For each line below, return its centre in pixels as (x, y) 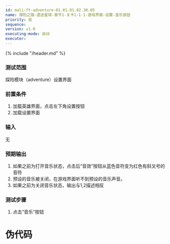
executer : (16, 39)
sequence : (16, 24)
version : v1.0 (20, 29)
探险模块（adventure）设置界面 (38, 79)
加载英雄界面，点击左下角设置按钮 (49, 106)
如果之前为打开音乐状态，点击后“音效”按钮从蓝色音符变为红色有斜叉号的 (89, 166)
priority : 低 (19, 19)
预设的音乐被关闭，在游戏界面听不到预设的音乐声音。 (69, 179)
